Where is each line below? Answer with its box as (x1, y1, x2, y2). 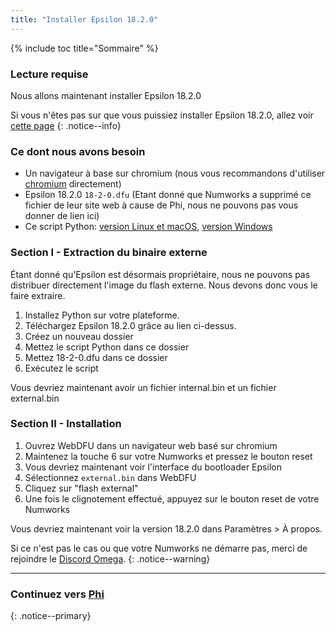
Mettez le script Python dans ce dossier (24, 341, 190, 353)
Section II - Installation (10, 417, 122, 431)
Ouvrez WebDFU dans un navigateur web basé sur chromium (24, 439, 278, 451)
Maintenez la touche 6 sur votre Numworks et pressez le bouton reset (24, 450, 313, 462)
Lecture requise (10, 67, 89, 81)
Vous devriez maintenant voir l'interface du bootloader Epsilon (24, 461, 282, 473)
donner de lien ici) (24, 210, 100, 222)
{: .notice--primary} (10, 610, 92, 622)
